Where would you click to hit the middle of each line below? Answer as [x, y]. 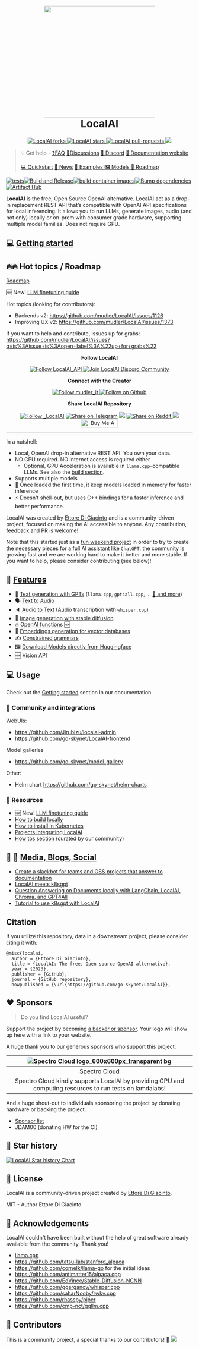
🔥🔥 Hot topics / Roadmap [54, 266]
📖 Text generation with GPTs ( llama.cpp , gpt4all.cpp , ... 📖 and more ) [98, 594]
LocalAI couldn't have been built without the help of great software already [97, 1238]
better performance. [39, 507]
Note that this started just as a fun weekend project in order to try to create [98, 542]
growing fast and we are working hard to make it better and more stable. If [97, 555]
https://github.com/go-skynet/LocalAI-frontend [73, 738]
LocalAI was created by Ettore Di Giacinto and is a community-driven [90, 518]
